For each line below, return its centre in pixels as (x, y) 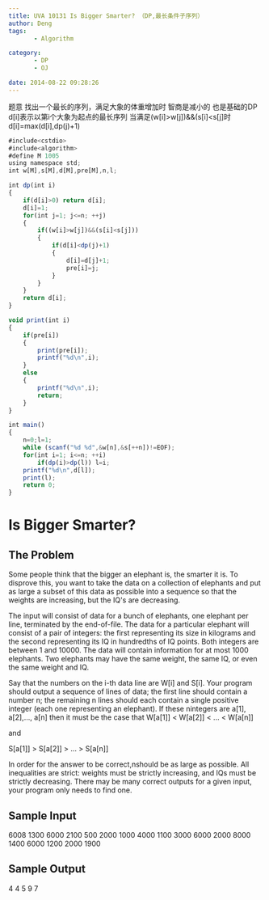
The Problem (41, 555)
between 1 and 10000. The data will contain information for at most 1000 (128, 650)
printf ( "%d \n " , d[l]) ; (59, 470)
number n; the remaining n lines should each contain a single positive (124, 700)
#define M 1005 (34, 156)
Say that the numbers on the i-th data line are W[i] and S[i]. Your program (130, 683)
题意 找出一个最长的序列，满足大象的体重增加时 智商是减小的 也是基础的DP (133, 107)
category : (25, 53)
